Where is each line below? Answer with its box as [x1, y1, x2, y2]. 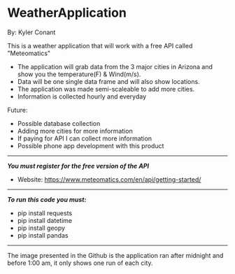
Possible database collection [17, 119, 101, 127]
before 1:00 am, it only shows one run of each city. [7, 259, 153, 267]
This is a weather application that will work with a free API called [7, 41, 193, 50]
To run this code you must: [7, 195, 87, 203]
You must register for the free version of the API [7, 161, 149, 170]
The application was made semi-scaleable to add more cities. [17, 85, 195, 93]
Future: [7, 106, 28, 114]
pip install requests [17, 208, 72, 217]
